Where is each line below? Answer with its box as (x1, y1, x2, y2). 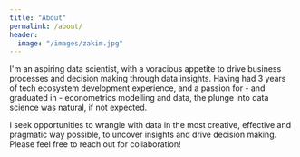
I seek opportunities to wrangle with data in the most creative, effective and (9, 120, 292, 131)
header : (9, 30, 39, 39)
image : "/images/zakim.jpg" (17, 38, 124, 48)
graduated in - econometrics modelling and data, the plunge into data (9, 93, 269, 103)
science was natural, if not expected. (9, 102, 148, 113)
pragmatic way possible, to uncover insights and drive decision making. (9, 129, 277, 141)
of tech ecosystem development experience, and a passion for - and (9, 83, 266, 93)
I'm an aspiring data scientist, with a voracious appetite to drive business (9, 64, 282, 74)
